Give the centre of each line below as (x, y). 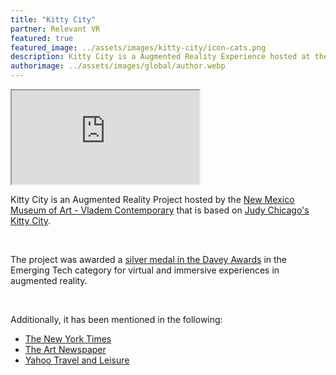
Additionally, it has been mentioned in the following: (116, 319)
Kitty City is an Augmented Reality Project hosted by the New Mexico (152, 199)
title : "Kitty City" (53, 19)
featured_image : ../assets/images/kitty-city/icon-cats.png (138, 47)
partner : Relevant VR (55, 29)
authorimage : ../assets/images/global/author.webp (118, 66)
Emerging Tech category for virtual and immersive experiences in (145, 270)
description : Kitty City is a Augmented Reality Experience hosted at (160, 57)
